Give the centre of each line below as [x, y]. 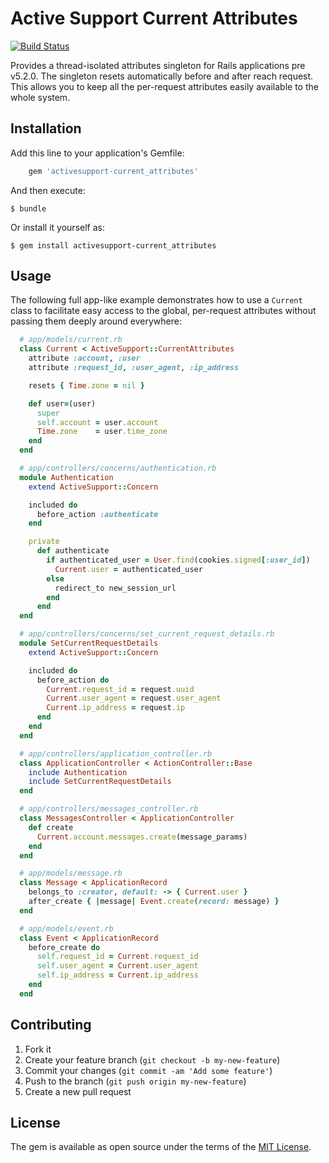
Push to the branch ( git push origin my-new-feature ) [135, 1081]
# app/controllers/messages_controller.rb [109, 809]
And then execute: [48, 190]
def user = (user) [62, 403]
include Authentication [78, 772]
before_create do [64, 947]
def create [51, 827]
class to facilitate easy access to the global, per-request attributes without [163, 311]
